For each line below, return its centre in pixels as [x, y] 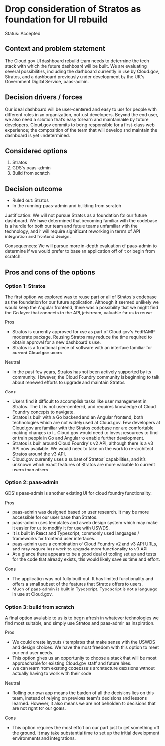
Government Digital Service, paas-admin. [47, 81]
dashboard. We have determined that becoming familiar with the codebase [81, 221]
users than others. [31, 470]
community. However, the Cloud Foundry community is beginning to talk [86, 377]
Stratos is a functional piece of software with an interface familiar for [82, 347]
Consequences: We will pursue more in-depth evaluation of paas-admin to [81, 246]
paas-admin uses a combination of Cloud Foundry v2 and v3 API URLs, [84, 544]
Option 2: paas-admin [32, 482]
